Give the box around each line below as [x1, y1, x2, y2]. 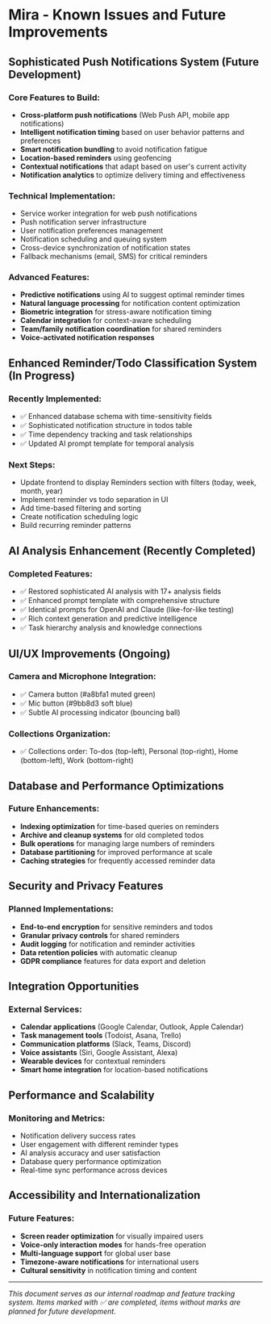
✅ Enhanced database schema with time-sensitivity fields [19, 412, 212, 421]
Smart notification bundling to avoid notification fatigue [19, 144, 208, 154]
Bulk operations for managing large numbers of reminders [19, 838, 215, 848]
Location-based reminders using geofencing [19, 153, 172, 162]
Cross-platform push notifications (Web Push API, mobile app [19, 110, 230, 119]
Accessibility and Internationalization [8, 1188, 201, 1202]
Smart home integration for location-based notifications [19, 1065, 208, 1075]
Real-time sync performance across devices [19, 1165, 168, 1175]
